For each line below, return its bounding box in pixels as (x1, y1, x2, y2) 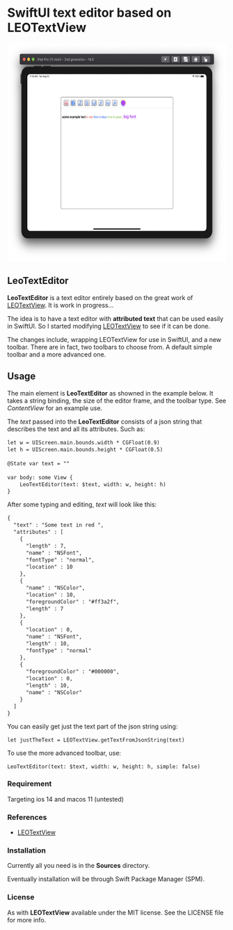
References (7, 812, 47, 822)
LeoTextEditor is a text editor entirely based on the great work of (7, 293, 193, 301)
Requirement (7, 779, 52, 789)
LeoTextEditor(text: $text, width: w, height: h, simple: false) (7, 763, 200, 770)
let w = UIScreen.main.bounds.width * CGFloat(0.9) (7, 439, 160, 446)
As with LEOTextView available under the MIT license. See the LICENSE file (7, 908, 224, 917)
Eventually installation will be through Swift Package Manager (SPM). (7, 875, 205, 883)
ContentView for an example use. (7, 403, 103, 412)
